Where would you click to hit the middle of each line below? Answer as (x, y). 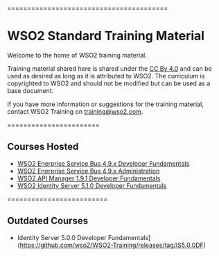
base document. (30, 90)
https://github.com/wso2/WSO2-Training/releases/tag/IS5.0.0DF (112, 245)
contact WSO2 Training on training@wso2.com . (75, 111)
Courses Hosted (43, 147)
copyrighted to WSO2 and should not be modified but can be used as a (109, 83)
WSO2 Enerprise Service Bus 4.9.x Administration (88, 171)
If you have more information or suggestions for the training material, (106, 104)
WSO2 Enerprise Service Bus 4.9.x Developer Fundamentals (103, 163)
